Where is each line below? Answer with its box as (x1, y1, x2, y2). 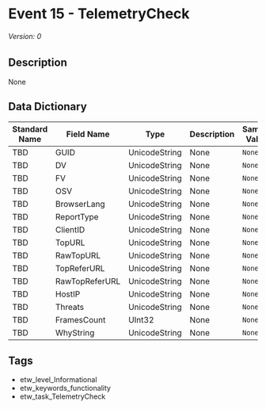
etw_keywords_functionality (19, 384, 111, 393)
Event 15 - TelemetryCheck (8, 5, 190, 23)
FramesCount (55, 314, 106, 325)
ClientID (55, 224, 85, 235)
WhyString (55, 327, 95, 338)
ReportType (55, 211, 99, 222)
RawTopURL (55, 250, 101, 261)
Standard (12, 124, 48, 135)
